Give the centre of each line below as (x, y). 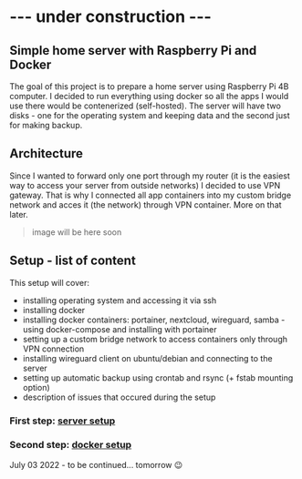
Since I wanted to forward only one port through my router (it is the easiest (150, 176)
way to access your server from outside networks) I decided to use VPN (145, 185)
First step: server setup (62, 421)
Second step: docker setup (71, 445)
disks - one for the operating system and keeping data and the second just (150, 115)
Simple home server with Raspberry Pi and (133, 51)
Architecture (47, 153)
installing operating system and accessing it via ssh (120, 300)
